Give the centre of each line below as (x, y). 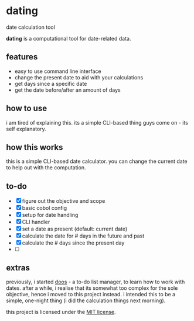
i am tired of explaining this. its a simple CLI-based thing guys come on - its (97, 122)
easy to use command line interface (58, 71)
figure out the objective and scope (64, 201)
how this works (35, 147)
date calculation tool (31, 27)
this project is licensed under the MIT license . (61, 312)
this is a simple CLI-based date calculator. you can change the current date (97, 161)
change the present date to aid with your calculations (79, 77)
